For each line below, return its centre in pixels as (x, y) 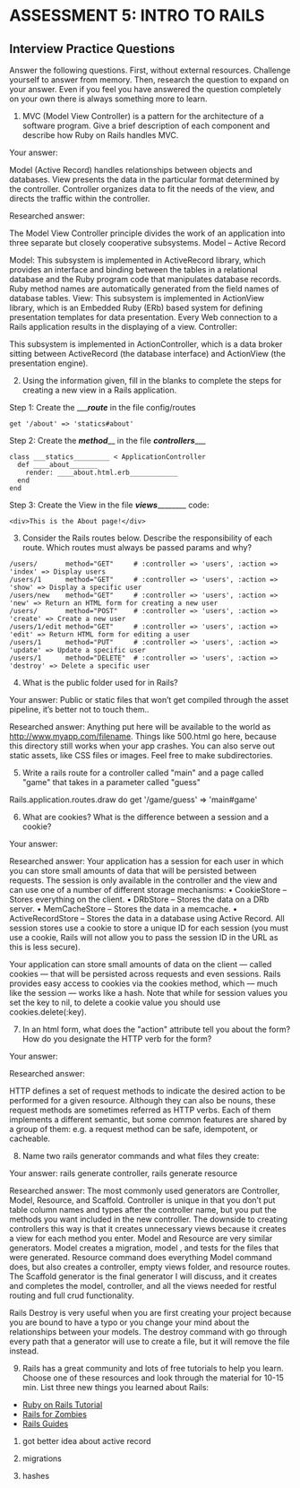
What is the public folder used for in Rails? (100, 683)
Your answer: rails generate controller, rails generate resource (124, 1173)
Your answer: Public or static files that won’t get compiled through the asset (149, 700)
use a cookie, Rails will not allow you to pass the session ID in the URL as (144, 937)
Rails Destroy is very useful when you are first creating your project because (150, 1313)
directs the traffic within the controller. (80, 199)
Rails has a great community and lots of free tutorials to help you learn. (153, 1368)
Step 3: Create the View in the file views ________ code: (109, 505)
